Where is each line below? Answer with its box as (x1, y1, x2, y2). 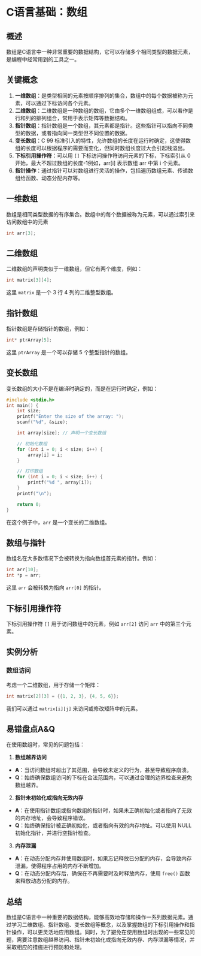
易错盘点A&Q (6, 723, 56, 734)
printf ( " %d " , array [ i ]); (28, 479, 93, 485)
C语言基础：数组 (6, 5, 88, 19)
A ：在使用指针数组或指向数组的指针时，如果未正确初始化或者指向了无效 (14, 807, 193, 814)
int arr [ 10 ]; (6, 567, 39, 573)
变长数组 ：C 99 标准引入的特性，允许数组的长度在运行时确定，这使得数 (14, 137, 191, 144)
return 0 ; (17, 501, 42, 507)
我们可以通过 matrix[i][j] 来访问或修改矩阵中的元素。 (6, 705, 141, 712)
